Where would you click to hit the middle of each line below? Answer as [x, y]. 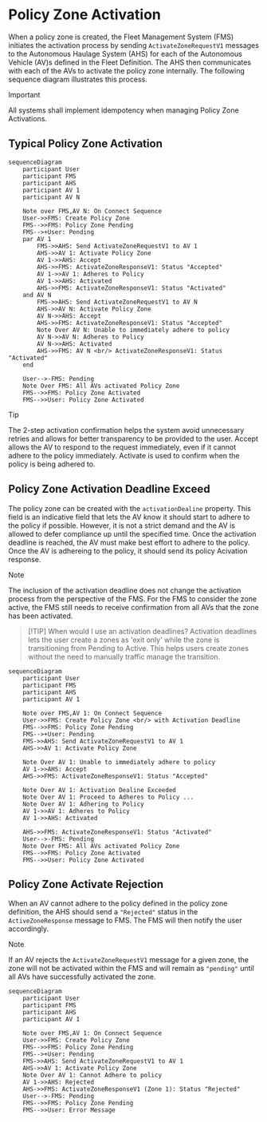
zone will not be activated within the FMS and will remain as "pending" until [132, 969]
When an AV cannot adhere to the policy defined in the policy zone [118, 903]
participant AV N [51, 197]
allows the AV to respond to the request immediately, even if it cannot [122, 447]
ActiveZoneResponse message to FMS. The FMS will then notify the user [125, 921]
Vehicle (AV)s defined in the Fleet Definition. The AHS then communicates [130, 62]
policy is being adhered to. [52, 464]
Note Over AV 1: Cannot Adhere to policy [92, 1076]
